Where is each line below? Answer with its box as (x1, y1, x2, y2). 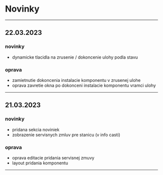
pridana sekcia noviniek (12, 127, 60, 132)
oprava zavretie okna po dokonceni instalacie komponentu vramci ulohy (12, 82, 156, 88)
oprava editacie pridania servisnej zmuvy (12, 155, 95, 160)
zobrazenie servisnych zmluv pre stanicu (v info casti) (12, 132, 120, 138)
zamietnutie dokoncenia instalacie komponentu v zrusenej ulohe (12, 77, 141, 83)
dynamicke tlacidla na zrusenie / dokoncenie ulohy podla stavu (12, 54, 138, 60)
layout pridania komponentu (12, 160, 68, 166)
